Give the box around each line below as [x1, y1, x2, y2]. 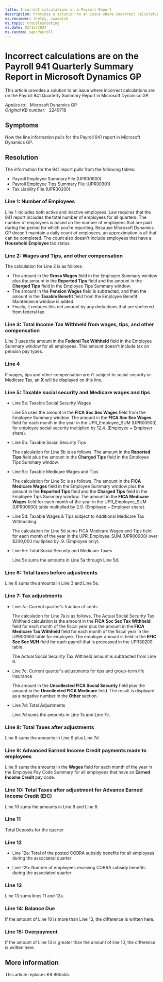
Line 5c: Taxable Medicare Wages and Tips [12, 469, 98, 474]
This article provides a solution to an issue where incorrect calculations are [5, 87, 155, 93]
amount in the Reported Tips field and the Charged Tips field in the [12, 489, 148, 494]
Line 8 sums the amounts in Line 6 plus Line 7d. [5, 735, 100, 740]
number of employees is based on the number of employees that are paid [5, 219, 152, 225]
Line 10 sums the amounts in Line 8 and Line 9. [5, 804, 98, 809]
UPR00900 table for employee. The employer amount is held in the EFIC [12, 633, 157, 639]
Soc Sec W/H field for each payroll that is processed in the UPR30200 [12, 639, 153, 645]
